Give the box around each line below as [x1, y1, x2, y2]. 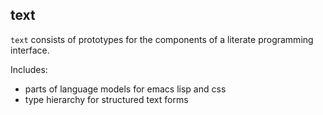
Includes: [10, 63, 48, 75]
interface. [10, 44, 50, 56]
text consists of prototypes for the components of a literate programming [10, 33, 314, 45]
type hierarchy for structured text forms [24, 93, 189, 105]
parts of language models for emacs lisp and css [24, 83, 227, 95]
